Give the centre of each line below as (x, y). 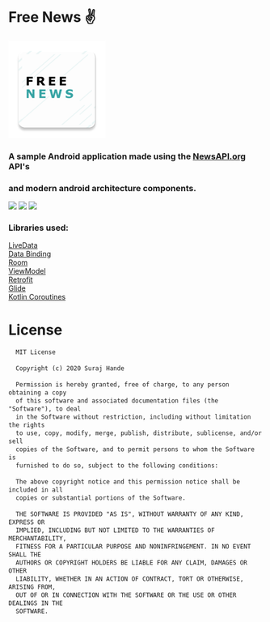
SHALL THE (25, 555)
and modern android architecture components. (102, 188)
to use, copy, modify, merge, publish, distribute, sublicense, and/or (139, 433)
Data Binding (30, 254)
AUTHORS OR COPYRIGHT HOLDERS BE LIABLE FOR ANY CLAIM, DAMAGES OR (132, 563)
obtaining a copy (38, 393)
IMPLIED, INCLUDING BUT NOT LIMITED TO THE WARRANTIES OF (116, 530)
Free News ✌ (52, 17)
